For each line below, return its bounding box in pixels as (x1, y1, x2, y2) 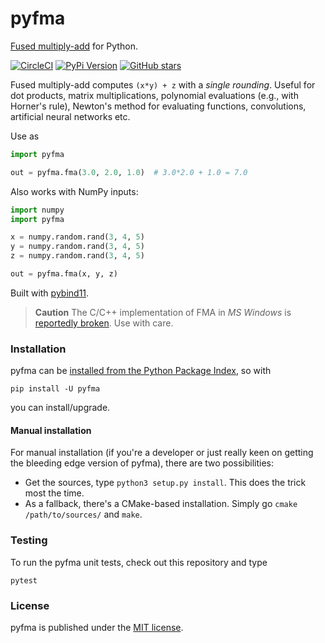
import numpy (10, 205, 65, 215)
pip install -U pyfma (10, 384, 101, 394)
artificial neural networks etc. (10, 110, 131, 122)
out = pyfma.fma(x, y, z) (10, 269, 118, 279)
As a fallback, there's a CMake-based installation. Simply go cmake (24, 498, 298, 510)
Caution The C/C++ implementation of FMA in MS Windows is (34, 306, 292, 318)
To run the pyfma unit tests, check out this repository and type (10, 556, 268, 568)
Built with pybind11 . (10, 287, 90, 299)
